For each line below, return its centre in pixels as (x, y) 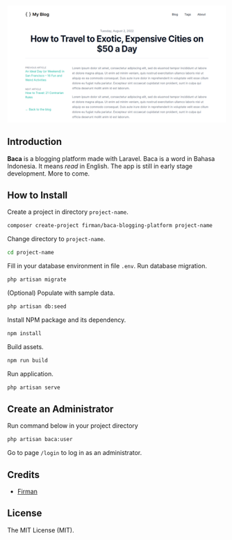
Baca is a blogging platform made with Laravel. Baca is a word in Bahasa (111, 158)
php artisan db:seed (37, 307)
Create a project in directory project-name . (68, 212)
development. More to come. (49, 173)
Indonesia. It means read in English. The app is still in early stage (100, 166)
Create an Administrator (60, 409)
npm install (24, 333)
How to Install (38, 195)
